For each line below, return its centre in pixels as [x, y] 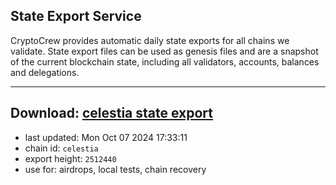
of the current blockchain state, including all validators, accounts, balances [165, 61]
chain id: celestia [61, 148]
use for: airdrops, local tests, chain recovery [115, 169]
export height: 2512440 [70, 158]
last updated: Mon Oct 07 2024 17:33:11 [106, 137]
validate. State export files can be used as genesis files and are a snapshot [164, 51]
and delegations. [45, 72]
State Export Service [76, 16]
